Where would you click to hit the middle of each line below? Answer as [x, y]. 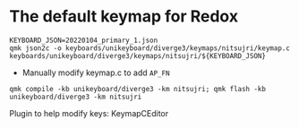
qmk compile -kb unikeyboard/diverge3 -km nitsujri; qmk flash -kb [138, 89]
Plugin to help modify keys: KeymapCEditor [89, 113]
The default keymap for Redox [124, 17]
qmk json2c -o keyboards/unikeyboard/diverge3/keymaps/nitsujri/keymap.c [150, 48]
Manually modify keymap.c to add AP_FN [96, 73]
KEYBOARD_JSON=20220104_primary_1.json [84, 40]
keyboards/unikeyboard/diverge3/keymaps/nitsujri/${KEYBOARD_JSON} [138, 55]
